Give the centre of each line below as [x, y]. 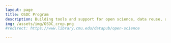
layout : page [19, 10]
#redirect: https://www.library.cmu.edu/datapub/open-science [73, 28]
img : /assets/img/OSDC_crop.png [39, 24]
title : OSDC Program [27, 14]
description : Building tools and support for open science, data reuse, [84, 19]
